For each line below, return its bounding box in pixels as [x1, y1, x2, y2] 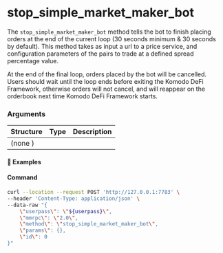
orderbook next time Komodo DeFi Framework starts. [7, 91, 158, 100]
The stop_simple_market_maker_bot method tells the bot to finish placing [7, 27, 211, 36]
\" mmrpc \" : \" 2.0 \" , [19, 214, 78, 221]
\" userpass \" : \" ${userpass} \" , [19, 208, 112, 214]
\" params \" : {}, [19, 227, 67, 234]
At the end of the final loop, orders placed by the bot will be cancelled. [7, 70, 207, 78]
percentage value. [7, 56, 59, 65]
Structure [10, 127, 43, 137]
